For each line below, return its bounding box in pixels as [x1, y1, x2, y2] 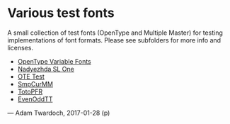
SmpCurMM [17, 79, 53, 88]
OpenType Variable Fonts [17, 57, 91, 65]
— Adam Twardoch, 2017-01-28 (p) [7, 108, 110, 117]
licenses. [7, 43, 34, 52]
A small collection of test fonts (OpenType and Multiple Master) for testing [7, 28, 223, 37]
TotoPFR [17, 87, 43, 96]
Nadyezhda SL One [17, 64, 74, 73]
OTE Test [17, 72, 45, 81]
